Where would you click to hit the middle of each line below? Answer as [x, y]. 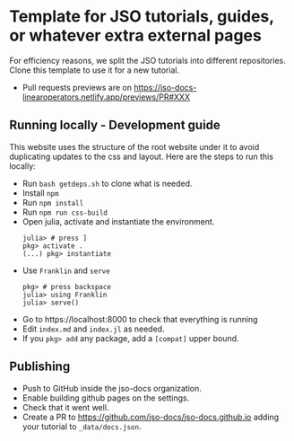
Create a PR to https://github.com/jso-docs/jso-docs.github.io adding [151, 417]
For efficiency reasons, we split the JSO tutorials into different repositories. [147, 60]
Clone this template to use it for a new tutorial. [95, 70]
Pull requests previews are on [77, 87]
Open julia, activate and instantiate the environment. [118, 221]
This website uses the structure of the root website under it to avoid [134, 146]
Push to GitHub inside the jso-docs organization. [112, 388]
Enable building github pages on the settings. [106, 398]
